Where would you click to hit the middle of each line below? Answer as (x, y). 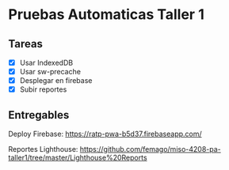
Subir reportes (43, 89)
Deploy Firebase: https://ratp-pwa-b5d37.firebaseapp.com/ (105, 134)
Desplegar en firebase (56, 81)
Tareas (26, 44)
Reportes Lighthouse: (43, 149)
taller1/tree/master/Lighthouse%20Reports (78, 158)
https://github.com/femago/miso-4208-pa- (151, 149)
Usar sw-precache (50, 72)
